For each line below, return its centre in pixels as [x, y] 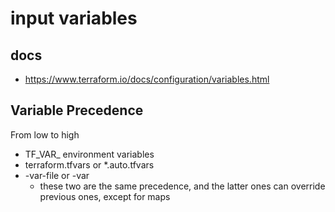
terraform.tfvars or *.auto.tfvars [89, 164]
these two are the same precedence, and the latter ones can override [182, 186]
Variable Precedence [77, 110]
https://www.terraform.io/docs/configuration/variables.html [147, 79]
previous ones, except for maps [105, 196]
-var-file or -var [57, 175]
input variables [74, 18]
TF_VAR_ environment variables [89, 154]
